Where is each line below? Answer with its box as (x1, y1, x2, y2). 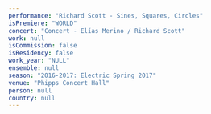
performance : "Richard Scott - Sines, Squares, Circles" (8, 11, 204, 20)
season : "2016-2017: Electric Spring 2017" (8, 71, 157, 79)
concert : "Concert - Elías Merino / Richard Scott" (8, 26, 185, 35)
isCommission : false (8, 42, 78, 50)
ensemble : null (8, 64, 60, 72)
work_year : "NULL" (8, 57, 70, 65)
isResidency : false (8, 49, 74, 57)
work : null (8, 34, 45, 43)
